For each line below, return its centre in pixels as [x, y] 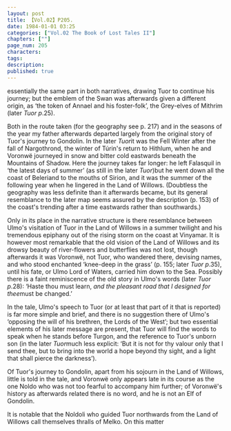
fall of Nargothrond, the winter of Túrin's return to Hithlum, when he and [109, 148]
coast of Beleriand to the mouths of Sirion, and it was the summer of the [110, 177]
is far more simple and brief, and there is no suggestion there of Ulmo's [108, 314]
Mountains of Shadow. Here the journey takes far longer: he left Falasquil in [114, 163]
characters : [24, 52]
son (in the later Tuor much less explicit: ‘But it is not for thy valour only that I [115, 343]
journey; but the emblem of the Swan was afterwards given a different [107, 98]
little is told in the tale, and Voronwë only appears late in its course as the [111, 379]
